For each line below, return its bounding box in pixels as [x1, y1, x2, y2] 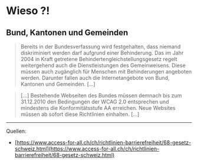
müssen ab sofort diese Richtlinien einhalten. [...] [20, 111, 140, 118]
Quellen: [6, 128, 27, 135]
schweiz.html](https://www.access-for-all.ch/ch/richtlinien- [14, 145, 160, 152]
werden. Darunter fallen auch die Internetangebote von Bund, [20, 75, 170, 81]
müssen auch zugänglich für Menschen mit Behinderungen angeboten [20, 68, 192, 75]
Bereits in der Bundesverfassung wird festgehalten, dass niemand [20, 43, 181, 50]
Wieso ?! [6, 4, 50, 18]
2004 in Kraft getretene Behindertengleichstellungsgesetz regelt [20, 56, 177, 62]
